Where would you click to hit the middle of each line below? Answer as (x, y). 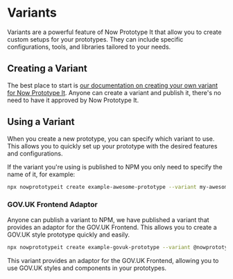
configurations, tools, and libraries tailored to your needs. (89, 46)
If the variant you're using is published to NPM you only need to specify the (115, 167)
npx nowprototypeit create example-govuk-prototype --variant (99, 247)
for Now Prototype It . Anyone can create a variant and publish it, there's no (114, 92)
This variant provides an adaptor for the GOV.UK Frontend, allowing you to (113, 260)
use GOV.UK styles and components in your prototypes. (87, 268)
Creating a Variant (48, 68)
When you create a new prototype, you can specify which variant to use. (111, 138)
